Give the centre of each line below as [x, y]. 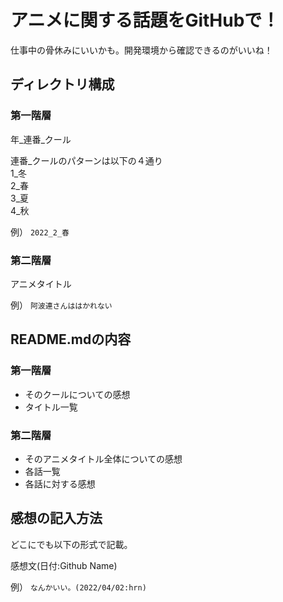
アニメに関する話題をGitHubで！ [145, 20]
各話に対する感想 [60, 483]
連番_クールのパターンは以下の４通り [86, 160]
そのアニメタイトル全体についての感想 [103, 458]
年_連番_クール [41, 139]
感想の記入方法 [56, 518]
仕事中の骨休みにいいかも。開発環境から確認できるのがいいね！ [141, 50]
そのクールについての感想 [77, 394]
